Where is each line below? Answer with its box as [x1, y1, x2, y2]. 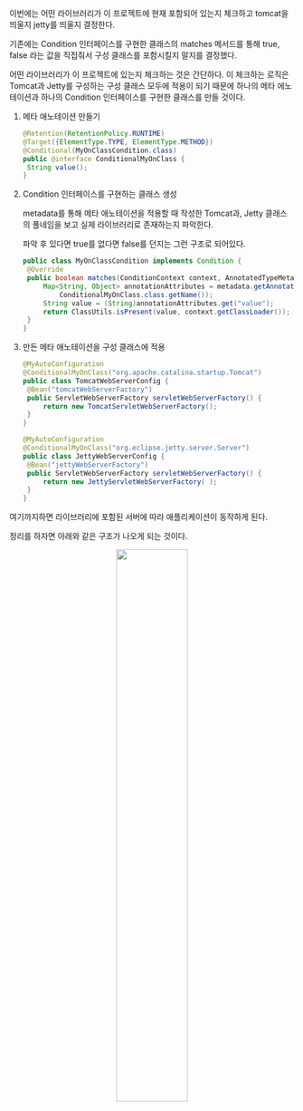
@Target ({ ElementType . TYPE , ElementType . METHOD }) [22, 137, 214, 147]
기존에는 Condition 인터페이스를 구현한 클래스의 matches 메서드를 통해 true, [9, 39, 280, 49]
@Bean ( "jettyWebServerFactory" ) [26, 460, 149, 469]
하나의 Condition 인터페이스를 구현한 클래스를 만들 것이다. [40, 92, 246, 102]
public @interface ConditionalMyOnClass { [22, 154, 185, 163]
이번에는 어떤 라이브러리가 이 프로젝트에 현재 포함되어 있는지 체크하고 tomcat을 [9, 8, 289, 18]
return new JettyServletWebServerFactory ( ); [43, 477, 218, 487]
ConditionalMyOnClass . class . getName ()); [59, 290, 214, 299]
